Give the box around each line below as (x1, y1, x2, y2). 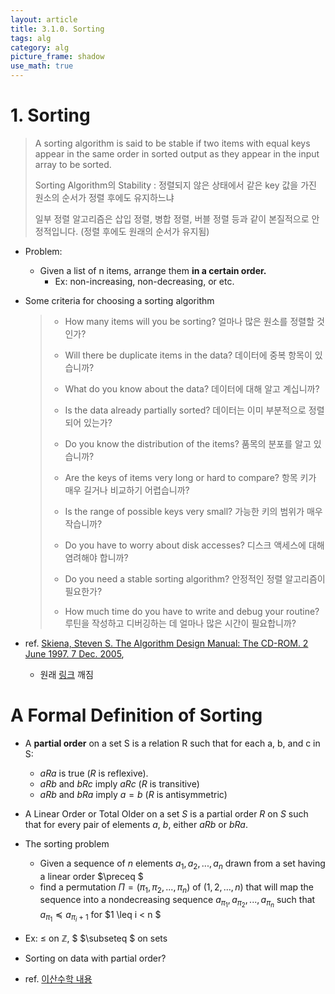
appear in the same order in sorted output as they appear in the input (34, 147, 320, 160)
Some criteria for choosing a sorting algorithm (24, 294, 215, 306)
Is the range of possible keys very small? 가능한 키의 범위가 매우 (64, 505, 323, 517)
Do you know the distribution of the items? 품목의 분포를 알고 (64, 437, 312, 450)
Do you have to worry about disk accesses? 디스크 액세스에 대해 (64, 539, 325, 551)
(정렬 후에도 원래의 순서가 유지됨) (80, 225, 210, 237)
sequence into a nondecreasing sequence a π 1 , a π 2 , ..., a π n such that (39, 894, 316, 910)
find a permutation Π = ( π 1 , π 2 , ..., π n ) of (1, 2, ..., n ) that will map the (39, 881, 315, 895)
